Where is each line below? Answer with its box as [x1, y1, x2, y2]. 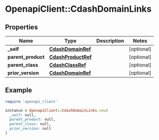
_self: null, [9, 113, 36, 117]
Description [96, 38, 124, 44]
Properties [5, 23, 38, 31]
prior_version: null [9, 126, 51, 131]
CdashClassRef [49, 62, 87, 68]
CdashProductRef [49, 54, 92, 60]
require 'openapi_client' [5, 99, 58, 104]
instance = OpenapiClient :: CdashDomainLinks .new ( [5, 108, 109, 113]
